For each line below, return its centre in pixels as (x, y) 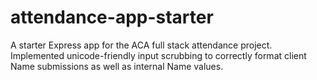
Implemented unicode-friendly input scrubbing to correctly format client (158, 55)
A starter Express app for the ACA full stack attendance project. (141, 45)
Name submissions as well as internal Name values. (117, 66)
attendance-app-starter (112, 17)
